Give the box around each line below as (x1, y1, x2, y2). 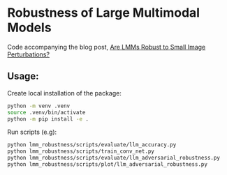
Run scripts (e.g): (7, 128, 57, 137)
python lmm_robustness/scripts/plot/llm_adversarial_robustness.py (7, 161, 208, 168)
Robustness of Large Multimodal (7, 5, 200, 21)
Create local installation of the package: (7, 89, 122, 97)
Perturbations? (7, 50, 50, 59)
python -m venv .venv (7, 102, 71, 109)
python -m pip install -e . (7, 115, 89, 123)
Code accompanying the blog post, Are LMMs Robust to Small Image (7, 43, 206, 51)
